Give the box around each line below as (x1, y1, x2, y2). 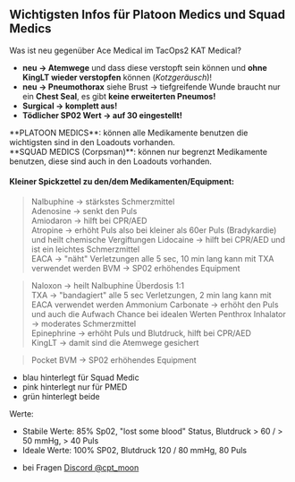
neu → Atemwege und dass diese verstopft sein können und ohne (21, 62, 268, 73)
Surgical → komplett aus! (21, 100, 118, 111)
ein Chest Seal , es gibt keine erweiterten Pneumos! (21, 90, 216, 101)
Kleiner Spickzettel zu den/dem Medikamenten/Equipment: (9, 176, 235, 187)
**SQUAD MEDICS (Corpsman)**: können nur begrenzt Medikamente (9, 146, 268, 157)
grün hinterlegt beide (21, 392, 100, 402)
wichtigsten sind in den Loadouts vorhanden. (9, 136, 176, 147)
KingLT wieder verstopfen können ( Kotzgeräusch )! (21, 72, 213, 82)
